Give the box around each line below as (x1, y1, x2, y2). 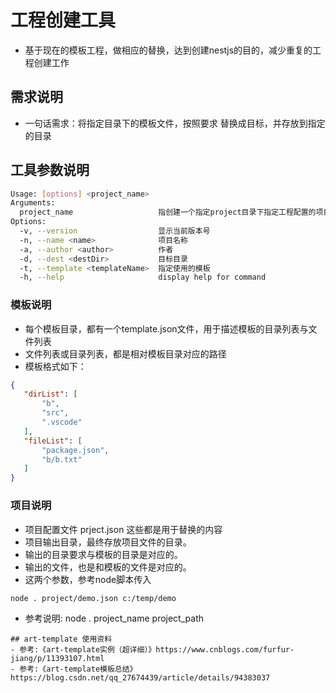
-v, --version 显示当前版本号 (19, 226, 211, 236)
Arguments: (10, 198, 56, 208)
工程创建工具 (10, 9, 117, 32)
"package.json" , (41, 445, 110, 455)
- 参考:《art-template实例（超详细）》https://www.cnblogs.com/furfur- (10, 645, 295, 655)
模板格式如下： (24, 360, 87, 372)
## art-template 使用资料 (10, 634, 113, 645)
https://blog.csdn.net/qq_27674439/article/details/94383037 (10, 673, 271, 683)
